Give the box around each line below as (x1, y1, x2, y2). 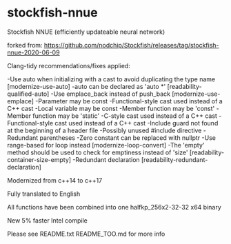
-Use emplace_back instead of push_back (50, 90, 171, 98)
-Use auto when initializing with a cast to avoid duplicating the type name (7, 74, 216, 83)
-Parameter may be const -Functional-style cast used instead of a (35, 96, 223, 105)
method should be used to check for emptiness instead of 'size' (7, 148, 188, 156)
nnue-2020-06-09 (7, 48, 60, 57)
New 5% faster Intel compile (7, 216, 88, 225)
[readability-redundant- (141, 155, 208, 163)
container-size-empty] (7, 155, 71, 163)
